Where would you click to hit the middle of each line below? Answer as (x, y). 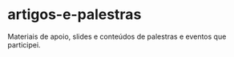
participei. (24, 44)
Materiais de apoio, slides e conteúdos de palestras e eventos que (117, 36)
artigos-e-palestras (75, 15)
